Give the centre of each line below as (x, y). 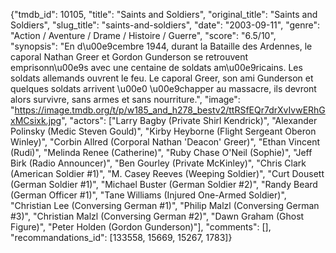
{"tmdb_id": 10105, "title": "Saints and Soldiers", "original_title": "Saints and (164, 14)
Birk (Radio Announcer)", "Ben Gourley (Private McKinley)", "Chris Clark (158, 163)
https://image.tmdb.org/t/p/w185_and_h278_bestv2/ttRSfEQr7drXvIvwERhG (170, 110)
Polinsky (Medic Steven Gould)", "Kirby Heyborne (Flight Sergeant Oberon (163, 131)
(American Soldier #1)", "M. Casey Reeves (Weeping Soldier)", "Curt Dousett (167, 173)
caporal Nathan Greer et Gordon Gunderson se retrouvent (129, 57)
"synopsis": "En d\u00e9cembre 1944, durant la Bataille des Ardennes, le (161, 46)
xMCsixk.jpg (36, 120)
